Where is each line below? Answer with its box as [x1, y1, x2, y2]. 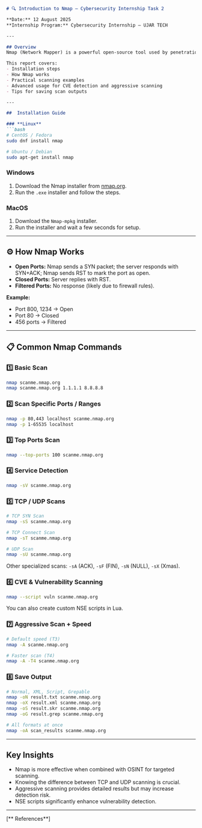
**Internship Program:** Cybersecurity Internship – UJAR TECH [6, 22, 168, 28]
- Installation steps [6, 66, 61, 72]
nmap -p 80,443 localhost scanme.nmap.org [6, 416, 114, 422]
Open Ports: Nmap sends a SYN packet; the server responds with [14, 263, 179, 270]
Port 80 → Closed [14, 312, 59, 319]
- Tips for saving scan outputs [6, 88, 87, 95]
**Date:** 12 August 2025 [6, 16, 71, 22]
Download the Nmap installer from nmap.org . [14, 182, 127, 189]
